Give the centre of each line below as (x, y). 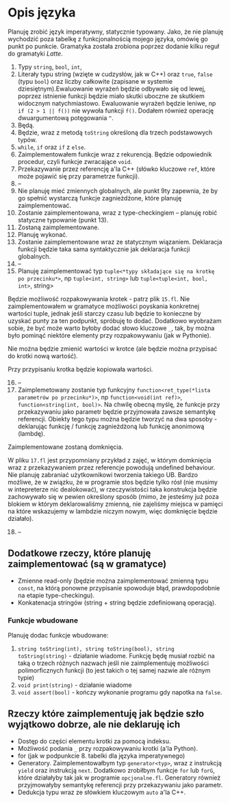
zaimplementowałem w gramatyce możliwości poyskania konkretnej (104, 306)
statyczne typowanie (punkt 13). (63, 220)
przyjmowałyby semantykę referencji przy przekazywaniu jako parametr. (120, 784)
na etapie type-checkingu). (56, 595)
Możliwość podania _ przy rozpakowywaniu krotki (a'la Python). (107, 748)
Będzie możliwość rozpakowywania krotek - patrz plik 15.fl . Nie (99, 299)
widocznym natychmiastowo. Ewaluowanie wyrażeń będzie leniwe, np (117, 103)
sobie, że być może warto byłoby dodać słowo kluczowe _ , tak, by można (111, 328)
